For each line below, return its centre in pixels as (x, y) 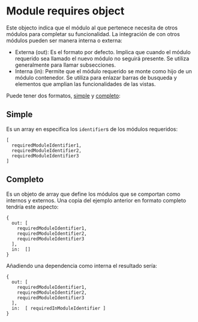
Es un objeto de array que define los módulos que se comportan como (93, 194)
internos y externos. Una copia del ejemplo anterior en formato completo (96, 200)
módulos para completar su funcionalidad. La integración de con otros (93, 34)
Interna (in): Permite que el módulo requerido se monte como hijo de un (103, 71)
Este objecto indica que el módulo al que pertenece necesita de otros (92, 28)
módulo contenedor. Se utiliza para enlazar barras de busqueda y (96, 77)
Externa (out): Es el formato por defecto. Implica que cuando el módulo (103, 52)
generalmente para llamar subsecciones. (65, 65)
